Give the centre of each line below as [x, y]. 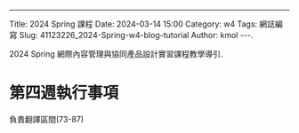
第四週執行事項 [64, 93]
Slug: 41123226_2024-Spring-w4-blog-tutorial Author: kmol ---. [136, 35]
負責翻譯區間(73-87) [47, 119]
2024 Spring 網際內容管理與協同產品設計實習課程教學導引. [116, 54]
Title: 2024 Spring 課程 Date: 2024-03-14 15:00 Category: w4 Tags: [133, 24]
